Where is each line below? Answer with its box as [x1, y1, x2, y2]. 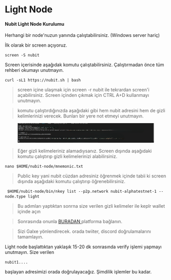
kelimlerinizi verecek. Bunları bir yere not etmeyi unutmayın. [17, 113, 144, 119]
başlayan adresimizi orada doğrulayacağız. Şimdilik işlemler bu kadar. [5, 269, 152, 275]
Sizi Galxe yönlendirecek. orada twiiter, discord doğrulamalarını [17, 228, 151, 234]
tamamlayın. [17, 234, 44, 240]
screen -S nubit [5, 53, 40, 58]
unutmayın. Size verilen [5, 249, 54, 255]
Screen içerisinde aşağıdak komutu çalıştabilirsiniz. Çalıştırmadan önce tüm [5, 62, 165, 68]
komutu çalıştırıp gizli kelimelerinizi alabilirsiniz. [17, 153, 118, 159]
